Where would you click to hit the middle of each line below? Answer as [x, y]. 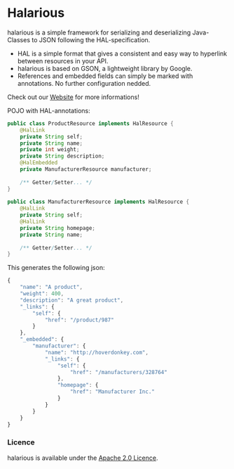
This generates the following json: [56, 268]
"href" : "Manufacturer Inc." [112, 392]
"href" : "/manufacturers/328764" [119, 372]
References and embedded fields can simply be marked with [105, 76]
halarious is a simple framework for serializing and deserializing [99, 32]
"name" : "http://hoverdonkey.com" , [97, 352]
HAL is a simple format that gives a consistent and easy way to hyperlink [122, 53]
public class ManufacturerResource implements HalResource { [98, 202]
